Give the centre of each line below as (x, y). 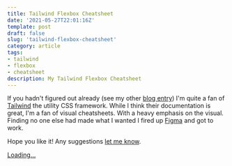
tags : (15, 53)
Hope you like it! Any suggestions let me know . (74, 142)
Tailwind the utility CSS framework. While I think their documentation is (109, 106)
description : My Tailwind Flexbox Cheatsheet (74, 78)
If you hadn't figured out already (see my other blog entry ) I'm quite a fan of (116, 98)
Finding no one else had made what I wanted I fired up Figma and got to (110, 121)
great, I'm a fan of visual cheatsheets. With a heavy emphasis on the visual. (116, 113)
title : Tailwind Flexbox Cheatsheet (60, 14)
